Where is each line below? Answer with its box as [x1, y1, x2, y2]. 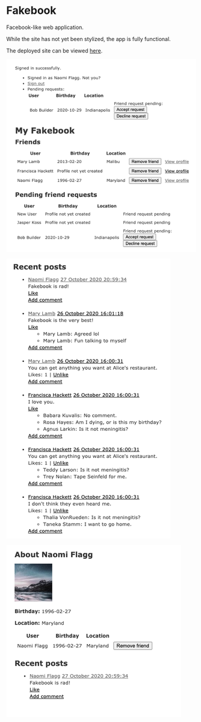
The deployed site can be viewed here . [6, 47, 103, 54]
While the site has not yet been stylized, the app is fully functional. [6, 35, 171, 42]
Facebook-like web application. [6, 24, 84, 31]
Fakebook [6, 4, 57, 18]
